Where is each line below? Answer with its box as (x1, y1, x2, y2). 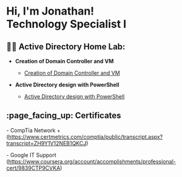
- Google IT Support (6, 151, 56, 159)
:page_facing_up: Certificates (6, 111, 121, 121)
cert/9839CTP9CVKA (6, 164, 61, 172)
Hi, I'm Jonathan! (6, 4, 95, 18)
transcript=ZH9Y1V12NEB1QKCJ (6, 139, 87, 147)
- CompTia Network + (6, 127, 61, 134)
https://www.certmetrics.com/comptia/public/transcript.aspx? (8, 133, 163, 141)
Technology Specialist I (6, 17, 127, 31)
